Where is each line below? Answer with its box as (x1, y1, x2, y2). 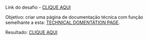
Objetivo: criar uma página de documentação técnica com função (5, 14, 143, 20)
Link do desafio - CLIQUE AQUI (5, 5, 71, 10)
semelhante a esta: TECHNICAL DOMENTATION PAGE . (5, 20, 120, 25)
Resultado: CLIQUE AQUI (5, 29, 58, 35)
